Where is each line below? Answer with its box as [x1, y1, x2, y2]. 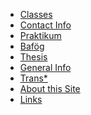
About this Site [19, 83, 81, 94]
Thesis [19, 51, 48, 63]
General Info [19, 62, 72, 73]
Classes [19, 9, 53, 20]
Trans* [19, 72, 48, 84]
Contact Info [19, 19, 72, 31]
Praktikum [19, 30, 62, 41]
